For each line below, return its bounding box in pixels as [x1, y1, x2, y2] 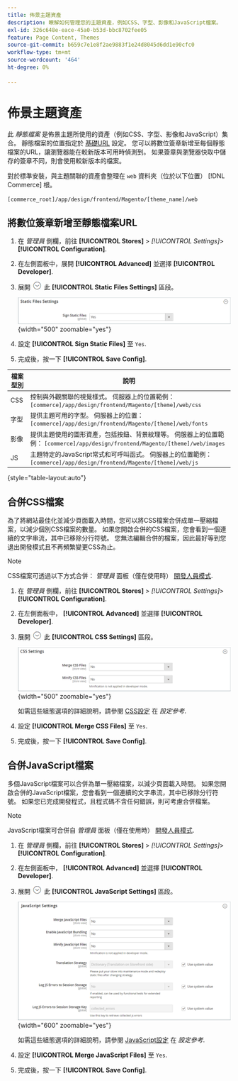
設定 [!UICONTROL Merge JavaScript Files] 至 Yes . [17, 1050, 168, 1059]
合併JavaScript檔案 [7, 760, 94, 772]
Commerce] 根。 [7, 180, 57, 189]
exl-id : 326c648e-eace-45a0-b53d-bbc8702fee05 [7, 26, 147, 33]
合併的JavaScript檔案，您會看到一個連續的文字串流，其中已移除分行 [13, 788, 212, 797]
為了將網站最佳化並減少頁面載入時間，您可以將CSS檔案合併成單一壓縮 [7, 516, 212, 525]
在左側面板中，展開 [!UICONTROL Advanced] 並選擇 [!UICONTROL [17, 260, 215, 268]
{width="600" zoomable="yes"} [17, 1021, 112, 1029]
